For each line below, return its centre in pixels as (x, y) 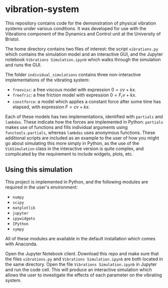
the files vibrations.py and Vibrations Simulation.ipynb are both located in (84, 259)
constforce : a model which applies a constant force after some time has (87, 101)
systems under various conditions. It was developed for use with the (76, 28)
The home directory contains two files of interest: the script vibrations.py (82, 49)
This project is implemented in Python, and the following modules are (77, 182)
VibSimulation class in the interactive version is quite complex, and (74, 149)
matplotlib (24, 208)
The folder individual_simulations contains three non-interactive (73, 74)
